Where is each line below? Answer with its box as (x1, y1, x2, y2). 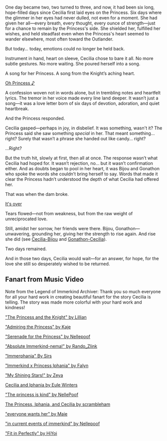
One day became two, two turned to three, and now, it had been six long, (5, 4, 155, 10)
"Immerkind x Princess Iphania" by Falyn (5, 362, 89, 369)
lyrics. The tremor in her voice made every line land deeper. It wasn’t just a (5, 95, 159, 101)
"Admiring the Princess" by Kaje (5, 324, 71, 330)
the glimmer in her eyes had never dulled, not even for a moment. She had (5, 15, 158, 20)
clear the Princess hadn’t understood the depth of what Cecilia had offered (5, 176, 159, 182)
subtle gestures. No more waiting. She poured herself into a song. (5, 61, 141, 66)
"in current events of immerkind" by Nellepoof (5, 421, 100, 427)
